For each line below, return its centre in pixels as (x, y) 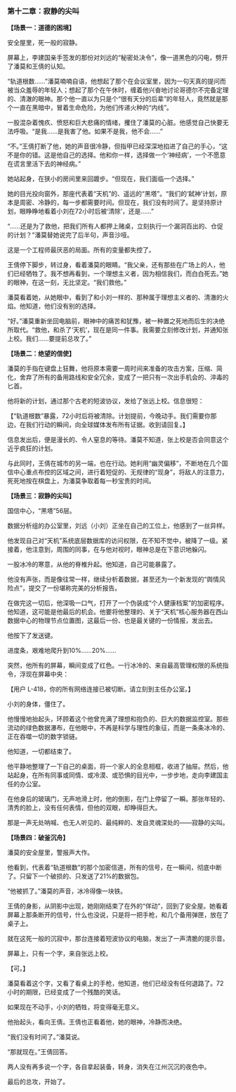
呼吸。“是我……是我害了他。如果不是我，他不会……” (88, 131)
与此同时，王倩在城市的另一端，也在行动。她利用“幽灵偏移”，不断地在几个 (115, 463)
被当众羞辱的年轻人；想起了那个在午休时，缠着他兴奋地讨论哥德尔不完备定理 (118, 90)
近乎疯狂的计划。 (32, 448)
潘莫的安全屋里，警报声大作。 (50, 852)
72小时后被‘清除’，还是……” (114, 212)
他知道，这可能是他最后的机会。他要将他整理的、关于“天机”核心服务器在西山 (118, 612)
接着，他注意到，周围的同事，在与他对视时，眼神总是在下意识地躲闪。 (109, 550)
